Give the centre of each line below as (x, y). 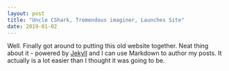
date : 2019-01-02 (32, 26)
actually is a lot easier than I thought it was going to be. (86, 61)
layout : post (26, 13)
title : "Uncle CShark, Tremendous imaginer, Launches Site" (96, 20)
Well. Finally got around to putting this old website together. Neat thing (108, 46)
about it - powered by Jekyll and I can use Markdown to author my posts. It (114, 53)
